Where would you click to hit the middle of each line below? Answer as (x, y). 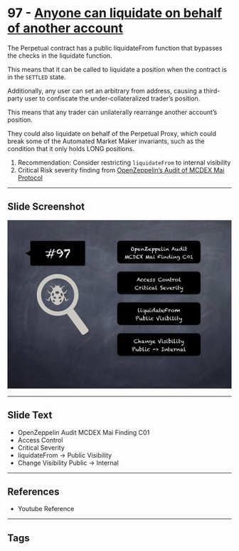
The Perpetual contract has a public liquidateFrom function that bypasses (115, 48)
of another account (65, 28)
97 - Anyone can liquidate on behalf (115, 13)
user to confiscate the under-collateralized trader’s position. (112, 98)
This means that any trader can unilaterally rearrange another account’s (112, 112)
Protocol (30, 177)
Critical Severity (41, 448)
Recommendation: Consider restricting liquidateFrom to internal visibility (124, 163)
